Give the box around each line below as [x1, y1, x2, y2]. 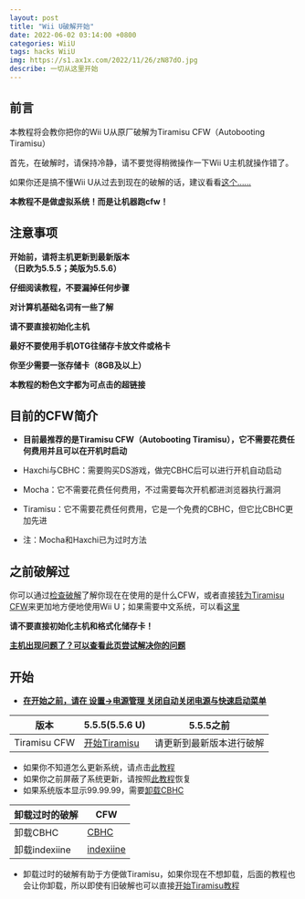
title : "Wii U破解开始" [9, 22, 94, 31]
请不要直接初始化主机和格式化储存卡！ [9, 621, 153, 632]
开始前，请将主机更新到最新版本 [9, 251, 130, 262]
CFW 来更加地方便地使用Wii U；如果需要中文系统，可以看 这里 [9, 601, 240, 612]
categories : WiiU [9, 38, 76, 48]
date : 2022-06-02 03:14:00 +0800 [9, 30, 137, 39]
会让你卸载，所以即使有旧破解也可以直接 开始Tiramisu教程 [22, 880, 240, 891]
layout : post [9, 13, 59, 23]
